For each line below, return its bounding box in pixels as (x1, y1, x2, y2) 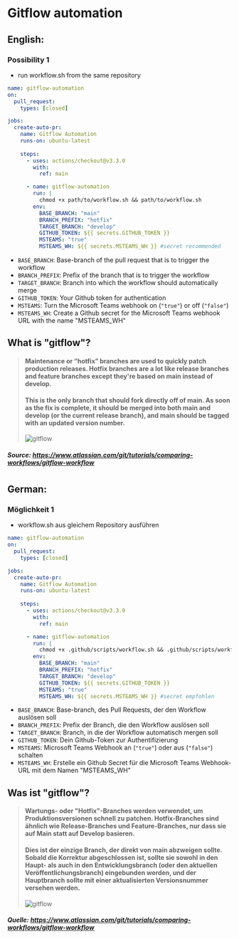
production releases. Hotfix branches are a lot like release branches (24, 364, 230, 373)
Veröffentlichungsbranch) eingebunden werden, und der (24, 868, 197, 877)
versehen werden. (24, 883, 80, 892)
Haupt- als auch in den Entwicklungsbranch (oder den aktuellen (24, 861, 218, 869)
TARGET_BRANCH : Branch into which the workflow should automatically (17, 279, 218, 286)
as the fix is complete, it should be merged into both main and (24, 403, 211, 412)
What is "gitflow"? (7, 337, 91, 349)
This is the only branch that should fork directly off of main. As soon (24, 395, 230, 404)
